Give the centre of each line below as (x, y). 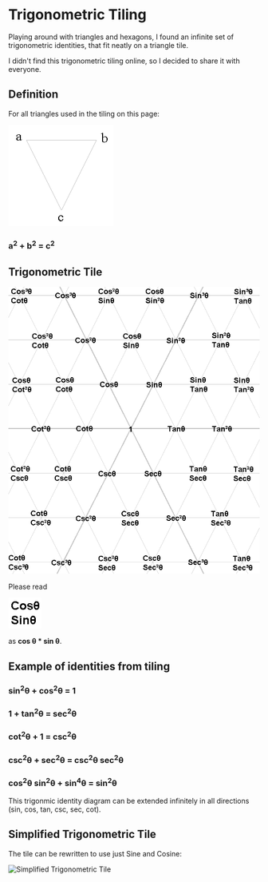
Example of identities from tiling (89, 666)
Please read (28, 587)
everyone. (25, 69)
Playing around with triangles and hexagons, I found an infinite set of (121, 37)
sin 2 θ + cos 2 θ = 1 (42, 689)
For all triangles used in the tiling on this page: (84, 113)
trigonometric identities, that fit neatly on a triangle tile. (99, 45)
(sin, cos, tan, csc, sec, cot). (55, 809)
